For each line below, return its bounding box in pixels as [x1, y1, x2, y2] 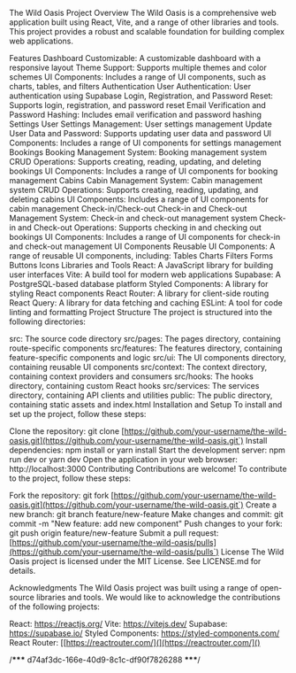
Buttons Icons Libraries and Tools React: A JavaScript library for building [9, 260, 274, 270]
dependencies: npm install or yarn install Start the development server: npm [9, 445, 285, 455]
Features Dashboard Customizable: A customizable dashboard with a [9, 53, 262, 63]
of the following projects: [9, 601, 100, 612]
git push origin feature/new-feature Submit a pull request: [9, 528, 219, 538]
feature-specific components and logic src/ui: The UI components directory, [9, 352, 287, 362]
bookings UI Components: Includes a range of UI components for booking [9, 166, 278, 176]
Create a [246, 499, 277, 510]
